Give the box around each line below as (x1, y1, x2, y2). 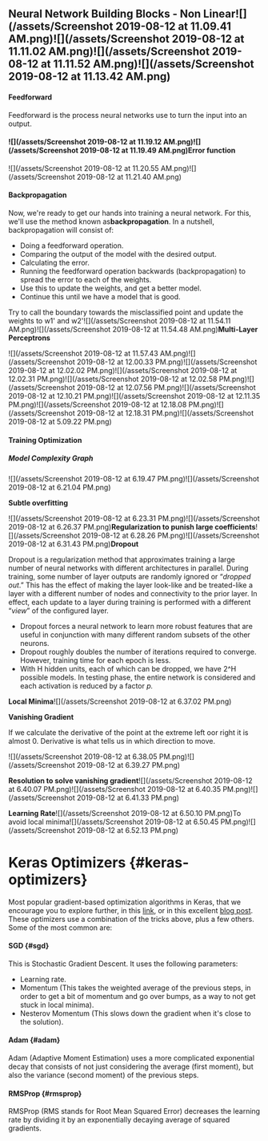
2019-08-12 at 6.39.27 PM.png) (77, 760, 181, 769)
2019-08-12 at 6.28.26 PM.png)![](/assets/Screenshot (82, 530, 260, 540)
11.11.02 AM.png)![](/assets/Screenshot (8, 45, 210, 59)
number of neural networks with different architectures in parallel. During (8, 562, 250, 573)
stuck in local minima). (19, 1000, 94, 1009)
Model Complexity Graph (8, 453, 94, 463)
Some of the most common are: (8, 923, 113, 932)
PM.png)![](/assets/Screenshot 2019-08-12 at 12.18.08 (8, 400, 187, 409)
